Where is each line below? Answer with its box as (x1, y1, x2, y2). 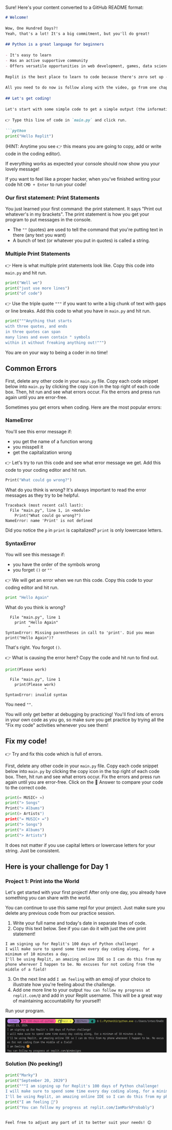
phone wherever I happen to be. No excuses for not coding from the (5, 962, 155, 967)
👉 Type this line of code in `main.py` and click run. (5, 117, 127, 122)
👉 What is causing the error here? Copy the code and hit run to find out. (5, 654, 159, 660)
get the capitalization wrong (12, 449, 72, 455)
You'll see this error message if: (5, 428, 72, 434)
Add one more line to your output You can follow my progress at (12, 987, 150, 993)
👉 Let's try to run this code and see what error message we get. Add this (5, 459, 161, 466)
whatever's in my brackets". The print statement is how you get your (5, 211, 149, 217)
